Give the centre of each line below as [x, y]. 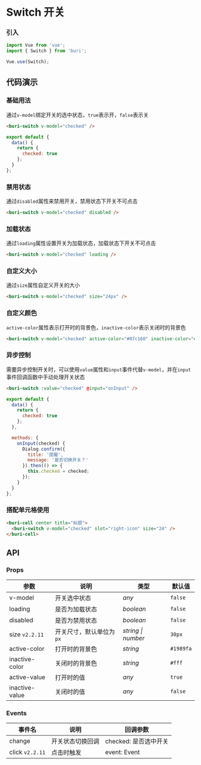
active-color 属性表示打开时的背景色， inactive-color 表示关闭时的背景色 [96, 327]
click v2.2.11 [28, 752]
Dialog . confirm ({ [44, 449]
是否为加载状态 [76, 610]
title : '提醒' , [46, 454]
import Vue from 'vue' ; [36, 46]
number [133, 638]
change [20, 741]
